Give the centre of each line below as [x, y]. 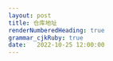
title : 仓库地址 [33, 23]
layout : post [30, 15]
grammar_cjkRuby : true [46, 38]
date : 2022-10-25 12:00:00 [56, 45]
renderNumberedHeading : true [56, 30]
